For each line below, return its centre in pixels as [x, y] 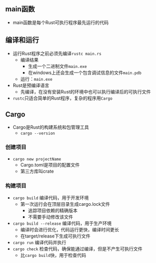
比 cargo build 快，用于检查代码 [53, 255]
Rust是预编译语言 [31, 85]
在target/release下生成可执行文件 [55, 236]
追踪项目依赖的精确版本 [53, 210]
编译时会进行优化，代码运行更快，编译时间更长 [70, 230]
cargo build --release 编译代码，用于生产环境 [62, 223]
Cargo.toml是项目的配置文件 [50, 164]
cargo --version [38, 134]
